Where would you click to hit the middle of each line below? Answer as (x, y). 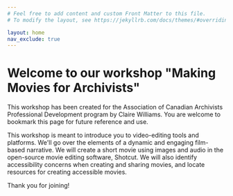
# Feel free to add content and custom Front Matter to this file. (107, 14)
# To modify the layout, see (49, 20)
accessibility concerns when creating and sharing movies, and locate (106, 165)
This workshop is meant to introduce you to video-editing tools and (103, 135)
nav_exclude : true (34, 39)
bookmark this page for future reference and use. (78, 122)
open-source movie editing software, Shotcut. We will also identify (102, 157)
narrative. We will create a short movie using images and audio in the (125, 150)
